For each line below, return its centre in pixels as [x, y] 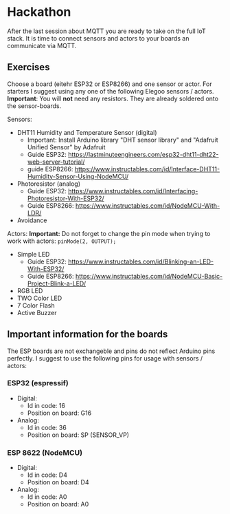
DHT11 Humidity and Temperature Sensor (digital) [87, 132]
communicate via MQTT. [42, 45]
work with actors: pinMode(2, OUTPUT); [62, 241]
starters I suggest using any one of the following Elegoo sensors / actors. [111, 91]
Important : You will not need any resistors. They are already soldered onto [113, 98]
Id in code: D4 [47, 475]
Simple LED [33, 254]
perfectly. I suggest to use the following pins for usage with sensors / [105, 358]
